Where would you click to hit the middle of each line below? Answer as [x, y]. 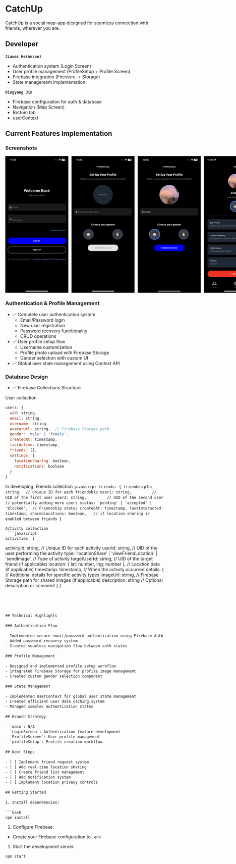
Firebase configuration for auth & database [57, 101]
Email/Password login [42, 320]
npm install [18, 818]
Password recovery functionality [54, 331]
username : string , [29, 424]
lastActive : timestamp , [35, 445]
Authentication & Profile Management [52, 303]
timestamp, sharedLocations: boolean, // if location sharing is [78, 514]
